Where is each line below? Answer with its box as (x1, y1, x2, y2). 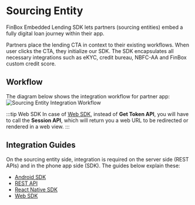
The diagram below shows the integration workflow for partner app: (6, 92, 170, 100)
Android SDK (14, 173, 46, 180)
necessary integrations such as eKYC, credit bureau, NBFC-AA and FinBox (6, 54, 187, 61)
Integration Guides (6, 140, 76, 150)
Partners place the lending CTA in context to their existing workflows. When (6, 41, 190, 48)
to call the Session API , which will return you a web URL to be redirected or (6, 117, 189, 124)
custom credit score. (6, 60, 56, 67)
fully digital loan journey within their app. (6, 29, 105, 37)
